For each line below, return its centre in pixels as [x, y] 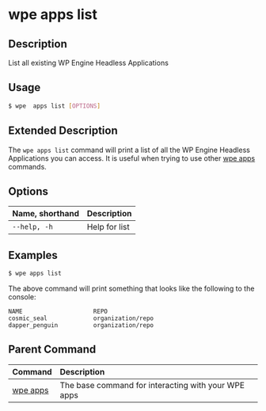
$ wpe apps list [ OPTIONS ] [55, 106]
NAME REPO [58, 311]
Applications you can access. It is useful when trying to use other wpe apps [132, 158]
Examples [33, 255]
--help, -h [32, 227]
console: [23, 297]
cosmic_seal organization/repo [81, 318]
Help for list [108, 227]
